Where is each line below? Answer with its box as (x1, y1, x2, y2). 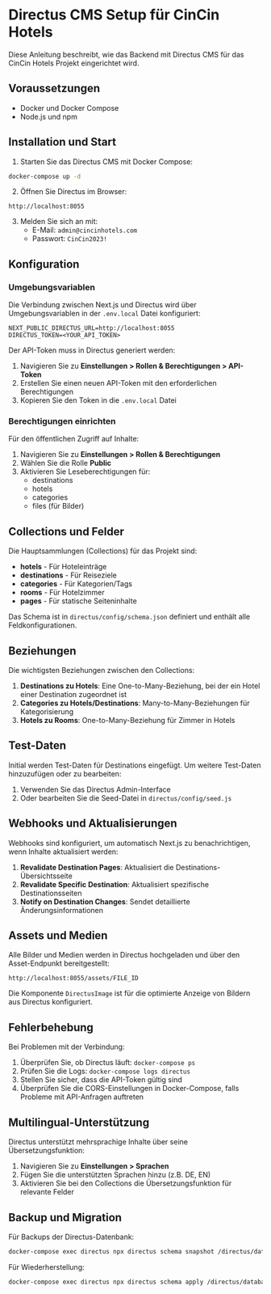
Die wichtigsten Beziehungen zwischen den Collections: (8, 666, 195, 675)
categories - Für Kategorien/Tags (19, 579, 133, 589)
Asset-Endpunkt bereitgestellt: (8, 958, 110, 968)
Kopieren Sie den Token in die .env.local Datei (19, 395, 177, 405)
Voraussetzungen (8, 82, 101, 95)
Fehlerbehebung (8, 1021, 94, 1034)
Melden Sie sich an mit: (19, 217, 98, 226)
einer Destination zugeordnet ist (19, 690, 127, 700)
